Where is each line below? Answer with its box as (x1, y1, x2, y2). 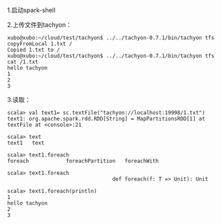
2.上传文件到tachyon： (7, 21, 73, 29)
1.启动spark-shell (7, 6, 56, 14)
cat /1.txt (7, 59, 39, 65)
